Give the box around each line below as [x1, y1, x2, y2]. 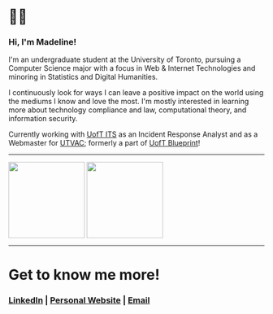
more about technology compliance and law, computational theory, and [8, 105, 247, 115]
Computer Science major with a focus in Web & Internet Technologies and [8, 63, 256, 73]
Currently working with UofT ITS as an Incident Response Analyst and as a [8, 129, 258, 139]
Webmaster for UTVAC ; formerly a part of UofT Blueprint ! [8, 138, 201, 148]
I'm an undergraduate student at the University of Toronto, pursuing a [8, 55, 241, 64]
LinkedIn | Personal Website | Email [8, 294, 150, 306]
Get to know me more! [8, 265, 160, 284]
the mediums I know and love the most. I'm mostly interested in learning [8, 97, 249, 107]
